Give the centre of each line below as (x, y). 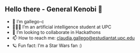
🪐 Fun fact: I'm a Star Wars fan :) (47, 45)
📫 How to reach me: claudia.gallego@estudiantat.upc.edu (74, 38)
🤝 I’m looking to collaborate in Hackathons (57, 32)
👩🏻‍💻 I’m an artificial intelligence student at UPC (62, 27)
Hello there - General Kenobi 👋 (54, 9)
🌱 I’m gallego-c (28, 21)
